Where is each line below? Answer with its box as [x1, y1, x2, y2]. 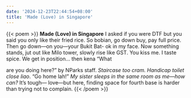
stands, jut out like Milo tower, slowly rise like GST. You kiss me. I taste [6, 49, 177, 56]
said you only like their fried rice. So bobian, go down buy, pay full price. [6, 36, 182, 43]
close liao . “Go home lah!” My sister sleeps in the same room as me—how [6, 73, 185, 80]
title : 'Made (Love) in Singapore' [6, 14, 93, 20]
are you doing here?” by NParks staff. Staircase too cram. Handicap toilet [6, 66, 185, 73]
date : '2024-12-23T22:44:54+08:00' [6, 8, 93, 15]
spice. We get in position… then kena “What [6, 55, 112, 62]
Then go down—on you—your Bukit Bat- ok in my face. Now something [6, 42, 179, 50]
